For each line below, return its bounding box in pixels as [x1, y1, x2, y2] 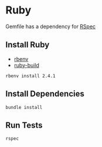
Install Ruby [5, 40, 50, 50]
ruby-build [13, 61, 39, 69]
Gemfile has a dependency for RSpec [5, 23, 96, 30]
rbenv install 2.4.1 [5, 73, 56, 79]
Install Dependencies [5, 89, 84, 99]
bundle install [5, 104, 43, 110]
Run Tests [5, 120, 43, 130]
